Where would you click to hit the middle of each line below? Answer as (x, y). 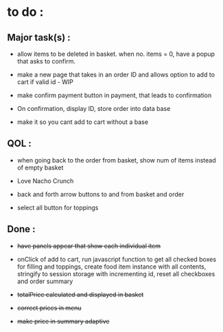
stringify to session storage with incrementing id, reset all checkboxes (116, 273)
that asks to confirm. (46, 61)
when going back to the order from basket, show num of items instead (116, 160)
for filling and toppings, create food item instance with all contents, (111, 267)
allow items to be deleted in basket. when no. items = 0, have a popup (116, 54)
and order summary (45, 281)
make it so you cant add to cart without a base (83, 122)
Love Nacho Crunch (45, 180)
